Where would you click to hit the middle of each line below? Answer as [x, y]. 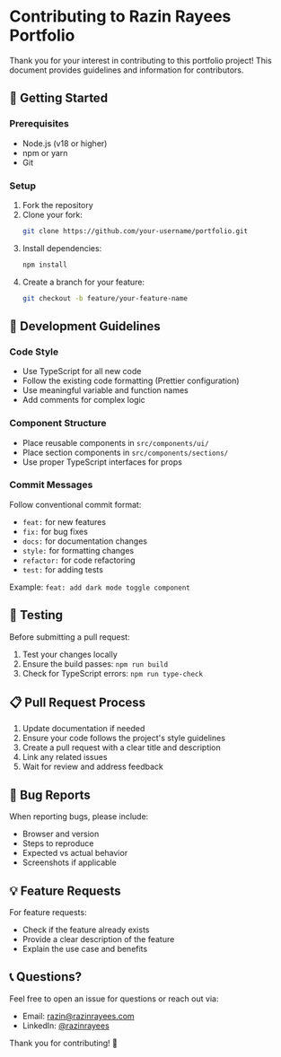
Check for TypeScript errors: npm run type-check [113, 673]
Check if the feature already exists [86, 930]
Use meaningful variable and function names [105, 390]
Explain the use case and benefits [85, 949]
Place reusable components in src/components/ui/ [115, 442]
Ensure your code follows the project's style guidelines [124, 738]
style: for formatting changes [78, 550]
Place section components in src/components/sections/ [125, 452]
